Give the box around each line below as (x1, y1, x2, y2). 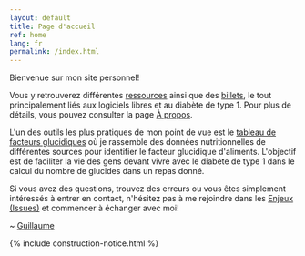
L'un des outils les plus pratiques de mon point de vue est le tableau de (9, 127, 276, 138)
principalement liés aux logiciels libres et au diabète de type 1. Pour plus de (9, 99, 291, 110)
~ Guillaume (9, 220, 55, 231)
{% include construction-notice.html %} (9, 238, 159, 249)
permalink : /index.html (9, 47, 100, 56)
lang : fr (9, 38, 43, 48)
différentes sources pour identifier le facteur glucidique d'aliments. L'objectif (9, 147, 297, 158)
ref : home (9, 30, 47, 39)
